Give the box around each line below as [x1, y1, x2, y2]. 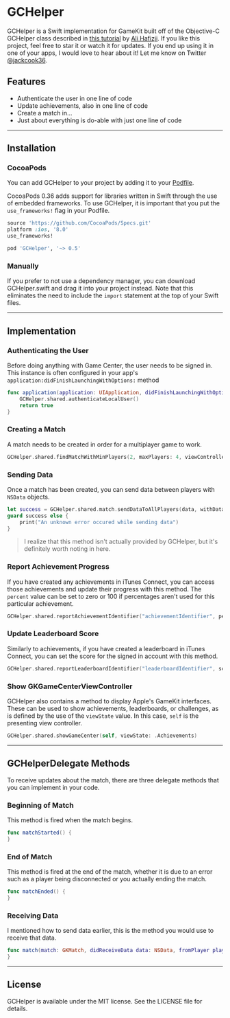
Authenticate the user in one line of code [16, 94, 132, 102]
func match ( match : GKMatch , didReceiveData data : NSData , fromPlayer [7, 947, 210, 954]
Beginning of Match [7, 800, 74, 810]
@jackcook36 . [7, 56, 48, 64]
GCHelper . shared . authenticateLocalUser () [19, 396, 139, 403]
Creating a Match [7, 425, 66, 434]
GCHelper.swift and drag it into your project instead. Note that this [7, 284, 194, 293]
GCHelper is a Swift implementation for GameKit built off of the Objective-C [7, 27, 220, 35]
